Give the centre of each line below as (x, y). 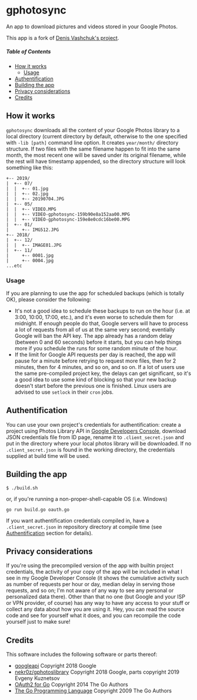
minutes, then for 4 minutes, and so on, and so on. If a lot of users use (100, 367)
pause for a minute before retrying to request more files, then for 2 (95, 361)
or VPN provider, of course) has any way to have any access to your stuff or (98, 603)
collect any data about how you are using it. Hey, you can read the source (95, 609)
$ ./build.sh (22, 488)
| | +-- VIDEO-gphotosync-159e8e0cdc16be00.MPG (68, 219)
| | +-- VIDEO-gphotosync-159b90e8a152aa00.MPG (68, 214)
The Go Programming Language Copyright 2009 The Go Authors (93, 691)
